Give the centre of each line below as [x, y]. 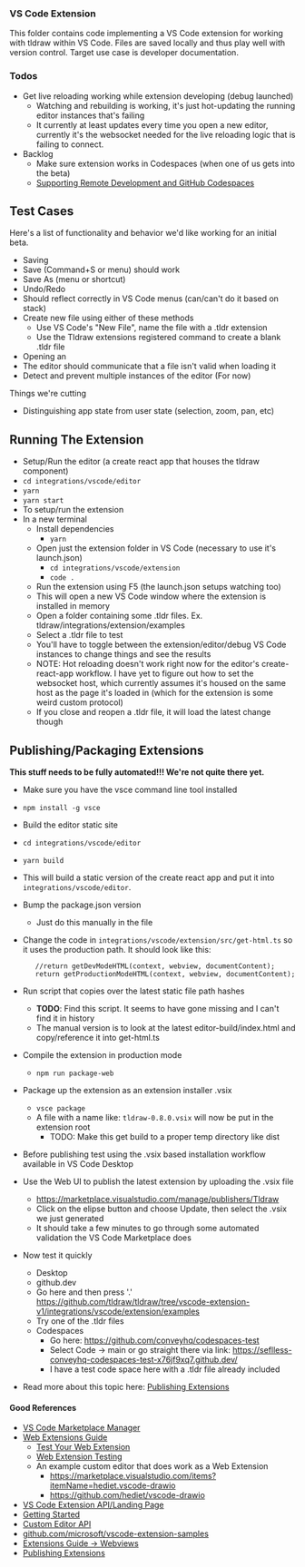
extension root [63, 1127]
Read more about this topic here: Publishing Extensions [126, 1387]
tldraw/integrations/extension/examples [111, 625]
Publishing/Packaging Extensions [107, 750]
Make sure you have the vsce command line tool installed [130, 790]
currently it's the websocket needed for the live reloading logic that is [166, 134]
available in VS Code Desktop [78, 1164]
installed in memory [73, 606]
